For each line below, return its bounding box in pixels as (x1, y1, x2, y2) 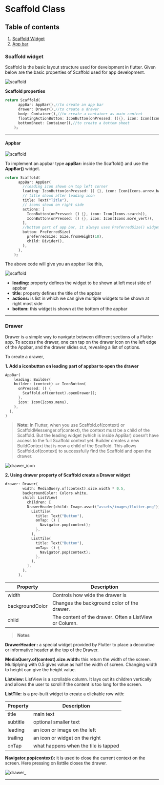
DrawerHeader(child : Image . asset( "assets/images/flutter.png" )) (26, 504, 161, 509)
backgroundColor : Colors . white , (22, 491, 89, 496)
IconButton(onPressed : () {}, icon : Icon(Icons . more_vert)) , (26, 216, 154, 221)
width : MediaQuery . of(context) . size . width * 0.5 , (22, 486, 125, 491)
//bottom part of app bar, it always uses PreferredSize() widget (22, 225, 161, 230)
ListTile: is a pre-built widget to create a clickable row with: (5, 691, 124, 697)
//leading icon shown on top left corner (22, 184, 108, 189)
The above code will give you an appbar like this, (5, 261, 103, 267)
